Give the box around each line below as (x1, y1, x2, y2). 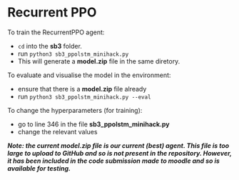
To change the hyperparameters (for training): (7, 106, 143, 114)
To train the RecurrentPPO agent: (7, 28, 105, 36)
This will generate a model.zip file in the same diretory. (17, 56, 180, 65)
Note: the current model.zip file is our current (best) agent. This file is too (7, 141, 230, 150)
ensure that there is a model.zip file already (17, 84, 147, 93)
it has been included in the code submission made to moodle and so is (7, 156, 220, 165)
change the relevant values (17, 127, 98, 136)
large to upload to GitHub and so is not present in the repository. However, (7, 149, 232, 157)
